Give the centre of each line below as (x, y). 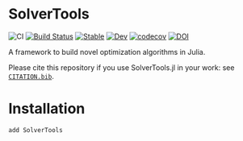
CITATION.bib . (31, 76)
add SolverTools (36, 130)
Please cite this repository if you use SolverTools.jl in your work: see (121, 67)
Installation (47, 109)
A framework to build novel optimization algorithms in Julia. (107, 52)
